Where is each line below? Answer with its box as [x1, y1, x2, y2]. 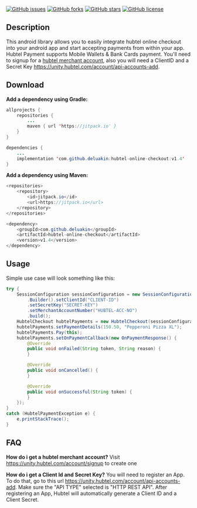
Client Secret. [6, 496, 39, 503]
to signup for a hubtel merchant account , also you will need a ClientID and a [6, 56, 189, 64]
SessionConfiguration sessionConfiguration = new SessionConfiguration [16, 291, 195, 297]
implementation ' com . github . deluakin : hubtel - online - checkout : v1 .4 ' [16, 155, 185, 161]
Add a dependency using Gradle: [6, 96, 88, 103]
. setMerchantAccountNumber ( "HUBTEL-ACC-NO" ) [27, 308, 138, 314]
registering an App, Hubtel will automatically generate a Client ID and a [6, 490, 177, 497]
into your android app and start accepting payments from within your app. [6, 44, 185, 51]
